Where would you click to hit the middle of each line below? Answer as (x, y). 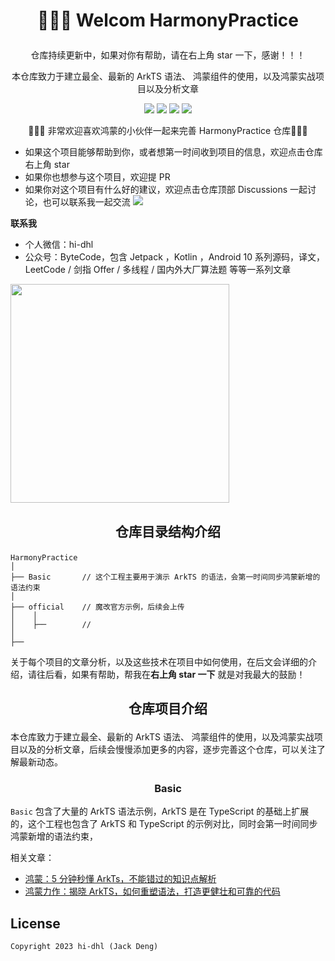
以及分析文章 (172, 89)
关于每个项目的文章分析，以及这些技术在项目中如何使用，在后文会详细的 (159, 661)
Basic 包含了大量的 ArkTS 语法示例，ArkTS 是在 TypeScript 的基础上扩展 (160, 811)
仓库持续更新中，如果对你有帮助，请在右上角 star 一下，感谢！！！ (168, 55)
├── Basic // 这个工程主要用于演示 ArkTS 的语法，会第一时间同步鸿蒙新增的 (165, 577)
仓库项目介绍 (168, 708)
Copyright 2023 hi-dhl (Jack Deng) (84, 947)
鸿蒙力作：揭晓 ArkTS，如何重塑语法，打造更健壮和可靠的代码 (152, 891)
